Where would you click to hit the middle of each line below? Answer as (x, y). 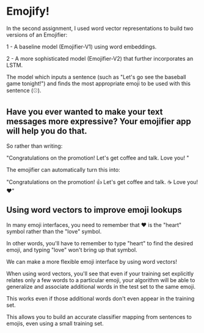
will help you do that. (47, 131)
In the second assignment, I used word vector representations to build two (100, 28)
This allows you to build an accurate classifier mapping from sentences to (99, 316)
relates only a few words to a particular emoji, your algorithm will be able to (101, 280)
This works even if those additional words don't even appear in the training (100, 298)
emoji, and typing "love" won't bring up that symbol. (72, 250)
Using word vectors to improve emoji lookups (94, 210)
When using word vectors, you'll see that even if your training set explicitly (100, 274)
